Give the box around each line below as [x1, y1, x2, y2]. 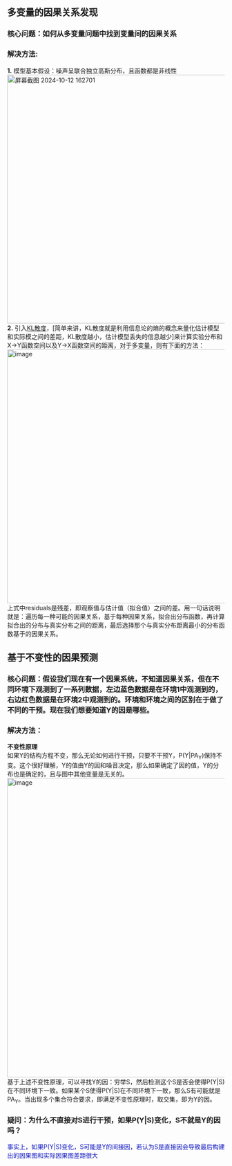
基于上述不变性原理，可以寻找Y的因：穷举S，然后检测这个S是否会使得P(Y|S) [7, 1078, 225, 1086]
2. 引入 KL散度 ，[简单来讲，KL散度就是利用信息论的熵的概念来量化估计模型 [7, 324, 220, 332]
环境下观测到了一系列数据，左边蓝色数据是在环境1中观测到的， [14, 684, 222, 694]
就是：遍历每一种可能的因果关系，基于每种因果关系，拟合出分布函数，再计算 [7, 612, 225, 621]
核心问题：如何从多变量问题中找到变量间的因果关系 [7, 29, 177, 39]
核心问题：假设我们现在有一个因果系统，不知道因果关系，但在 [7, 674, 213, 684]
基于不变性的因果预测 [7, 652, 98, 663]
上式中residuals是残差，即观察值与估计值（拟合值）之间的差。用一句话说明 [7, 603, 221, 612]
